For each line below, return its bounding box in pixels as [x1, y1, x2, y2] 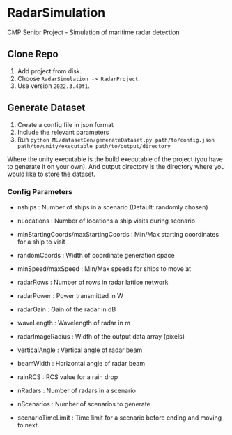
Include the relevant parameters [17, 128, 109, 136]
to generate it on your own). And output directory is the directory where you [7, 162, 225, 170]
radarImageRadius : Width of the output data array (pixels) [17, 332, 185, 340]
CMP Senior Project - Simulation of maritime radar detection [7, 28, 180, 36]
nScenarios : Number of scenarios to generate [17, 399, 151, 408]
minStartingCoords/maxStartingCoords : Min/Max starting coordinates [17, 230, 219, 238]
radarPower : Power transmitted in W [17, 291, 124, 300]
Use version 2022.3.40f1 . [17, 82, 90, 90]
